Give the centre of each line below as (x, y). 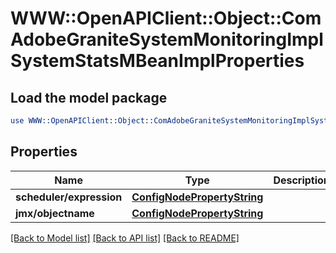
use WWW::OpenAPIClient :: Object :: (82, 121)
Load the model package (89, 97)
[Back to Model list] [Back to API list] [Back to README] (125, 238)
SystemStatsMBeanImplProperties (157, 61)
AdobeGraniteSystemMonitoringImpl (167, 39)
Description (301, 180)
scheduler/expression (69, 197)
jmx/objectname (55, 213)
